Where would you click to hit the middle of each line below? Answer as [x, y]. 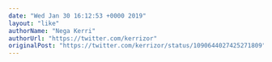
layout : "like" [34, 23]
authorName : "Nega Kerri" [52, 31]
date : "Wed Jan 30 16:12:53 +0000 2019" [78, 16]
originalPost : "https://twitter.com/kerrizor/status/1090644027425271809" [137, 46]
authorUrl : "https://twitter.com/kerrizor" [83, 38]
